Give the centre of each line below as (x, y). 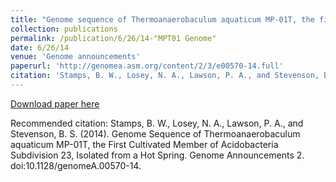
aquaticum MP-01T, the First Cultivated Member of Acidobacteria (144, 144)
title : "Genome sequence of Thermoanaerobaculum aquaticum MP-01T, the (162, 19)
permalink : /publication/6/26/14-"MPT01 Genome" (113, 38)
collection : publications (64, 29)
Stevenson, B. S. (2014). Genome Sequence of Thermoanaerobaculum (155, 133)
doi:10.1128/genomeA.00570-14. (76, 165)
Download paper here (55, 103)
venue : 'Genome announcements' (75, 57)
